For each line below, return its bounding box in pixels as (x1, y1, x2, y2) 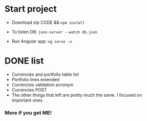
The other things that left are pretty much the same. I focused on (11, 92, 142, 98)
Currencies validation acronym (11, 82, 74, 87)
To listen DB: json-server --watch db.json (11, 29, 98, 35)
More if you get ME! (4, 109, 52, 116)
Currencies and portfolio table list (11, 71, 79, 77)
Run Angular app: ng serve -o (11, 38, 72, 44)
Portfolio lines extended (11, 76, 60, 82)
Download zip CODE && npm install (11, 19, 85, 25)
